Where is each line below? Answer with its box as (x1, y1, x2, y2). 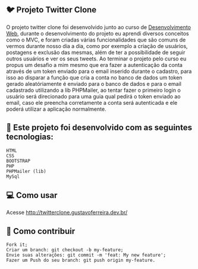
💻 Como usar (6, 190, 58, 200)
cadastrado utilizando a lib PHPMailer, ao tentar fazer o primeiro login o (6, 87, 181, 94)
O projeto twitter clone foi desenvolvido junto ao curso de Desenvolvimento (6, 23, 191, 31)
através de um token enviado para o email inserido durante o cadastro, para (6, 68, 192, 75)
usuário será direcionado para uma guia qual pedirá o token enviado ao (6, 92, 181, 100)
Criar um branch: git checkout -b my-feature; (6, 247, 124, 253)
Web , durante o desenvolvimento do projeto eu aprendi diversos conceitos (6, 30, 189, 37)
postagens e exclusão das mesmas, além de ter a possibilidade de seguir (6, 49, 186, 56)
